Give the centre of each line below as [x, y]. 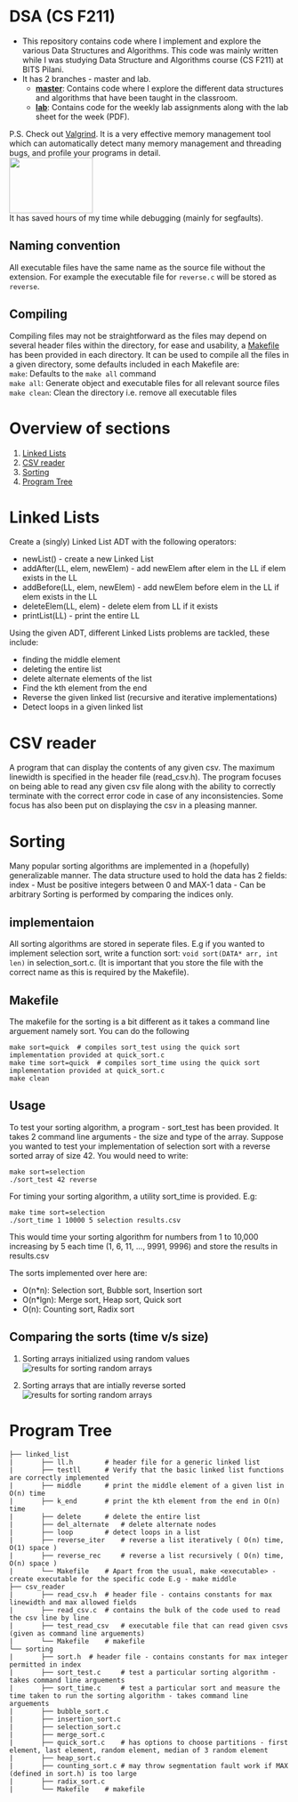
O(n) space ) [33, 1564]
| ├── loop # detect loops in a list [105, 1532]
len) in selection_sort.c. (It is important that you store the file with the [137, 963]
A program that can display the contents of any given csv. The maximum [142, 768]
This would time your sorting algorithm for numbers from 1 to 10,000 [134, 1236]
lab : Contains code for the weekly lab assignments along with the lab [162, 107]
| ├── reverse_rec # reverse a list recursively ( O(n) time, [147, 1556]
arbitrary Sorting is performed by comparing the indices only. [121, 894]
